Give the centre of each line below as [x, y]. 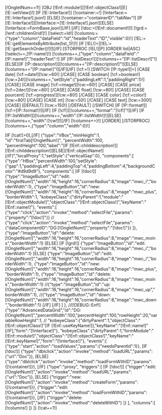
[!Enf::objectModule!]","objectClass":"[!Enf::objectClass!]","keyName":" [76, 202]
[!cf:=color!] [134, 95]
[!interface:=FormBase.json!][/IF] [38, 28]
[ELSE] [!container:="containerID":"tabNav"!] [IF [95, 18]
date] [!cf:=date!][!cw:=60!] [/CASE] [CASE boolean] [57, 74]
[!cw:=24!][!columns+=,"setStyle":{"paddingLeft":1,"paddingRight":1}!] [75, 79]
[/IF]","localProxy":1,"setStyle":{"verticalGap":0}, [53, 156]
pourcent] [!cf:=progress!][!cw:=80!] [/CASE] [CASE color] [63, 95]
